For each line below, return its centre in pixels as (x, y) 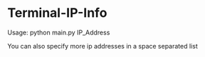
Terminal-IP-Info (57, 13)
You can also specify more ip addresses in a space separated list (102, 46)
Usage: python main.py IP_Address (59, 32)
